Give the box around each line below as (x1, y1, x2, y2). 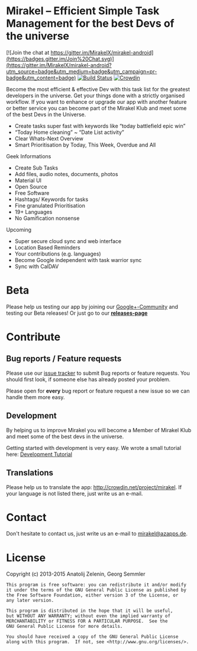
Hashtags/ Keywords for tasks (14, 196, 89, 203)
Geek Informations (6, 152, 51, 159)
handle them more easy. (6, 393, 65, 401)
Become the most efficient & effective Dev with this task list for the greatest (6, 85, 190, 92)
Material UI (14, 177, 42, 184)
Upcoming (6, 226, 31, 233)
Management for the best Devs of (6, 17, 175, 30)
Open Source (14, 183, 47, 190)
